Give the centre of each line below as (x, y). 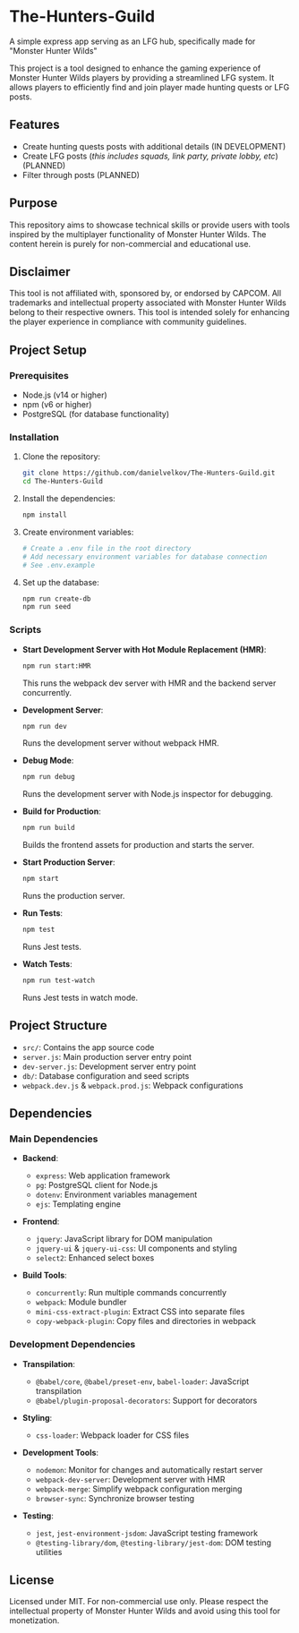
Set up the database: (61, 582)
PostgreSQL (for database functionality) (96, 415)
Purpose (34, 203)
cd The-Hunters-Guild (62, 482)
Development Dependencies (73, 1345)
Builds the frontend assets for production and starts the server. (138, 845)
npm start (41, 879)
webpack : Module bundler (81, 1302)
